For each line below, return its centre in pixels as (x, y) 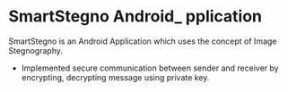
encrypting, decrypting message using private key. (115, 77)
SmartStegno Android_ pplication (135, 17)
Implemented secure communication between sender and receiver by (150, 68)
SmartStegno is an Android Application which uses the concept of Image (143, 41)
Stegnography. (36, 50)
